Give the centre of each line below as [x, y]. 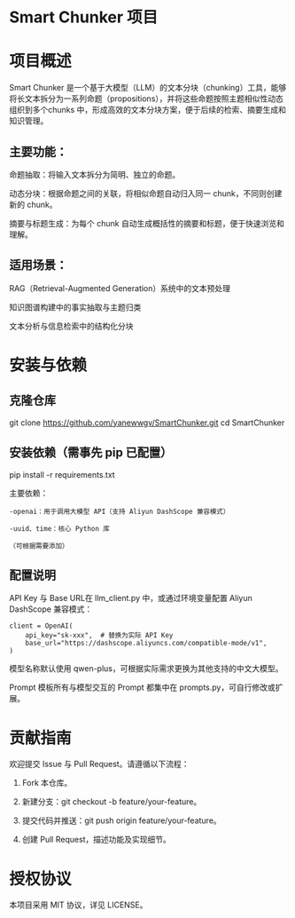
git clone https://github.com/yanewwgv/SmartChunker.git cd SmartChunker [147, 423]
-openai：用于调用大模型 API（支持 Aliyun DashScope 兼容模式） [120, 511]
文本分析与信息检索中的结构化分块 [71, 326]
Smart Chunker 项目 [84, 17]
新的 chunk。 [33, 204]
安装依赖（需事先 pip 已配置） [91, 453]
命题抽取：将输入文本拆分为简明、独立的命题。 [94, 174]
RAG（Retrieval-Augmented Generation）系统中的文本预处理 [120, 288]
